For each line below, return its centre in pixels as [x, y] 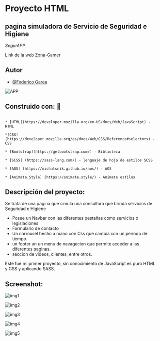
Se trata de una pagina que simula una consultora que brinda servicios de [79, 204]
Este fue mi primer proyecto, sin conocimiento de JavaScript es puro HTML [80, 264]
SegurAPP [15, 46]
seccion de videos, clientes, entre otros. [52, 254]
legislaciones [25, 223]
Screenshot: [24, 284]
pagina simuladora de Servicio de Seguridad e [76, 26]
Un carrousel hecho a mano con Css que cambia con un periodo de [80, 234]
